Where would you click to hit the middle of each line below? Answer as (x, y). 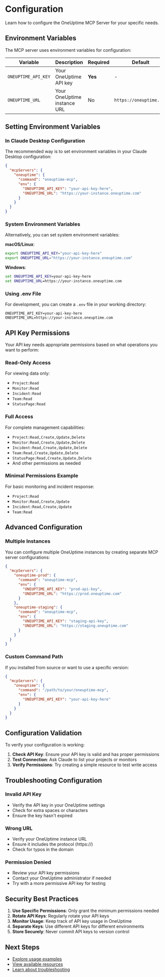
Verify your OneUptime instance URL (49, 839)
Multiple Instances (28, 541)
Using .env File (23, 293)
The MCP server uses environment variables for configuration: (68, 50)
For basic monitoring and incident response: (50, 487)
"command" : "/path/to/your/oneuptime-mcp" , (63, 690)
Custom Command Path (34, 657)
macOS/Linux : (20, 244)
